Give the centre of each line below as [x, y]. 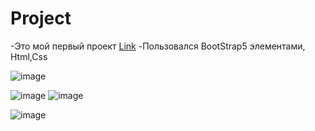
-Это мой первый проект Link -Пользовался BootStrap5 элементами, [158, 46]
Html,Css [29, 56]
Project [41, 18]
